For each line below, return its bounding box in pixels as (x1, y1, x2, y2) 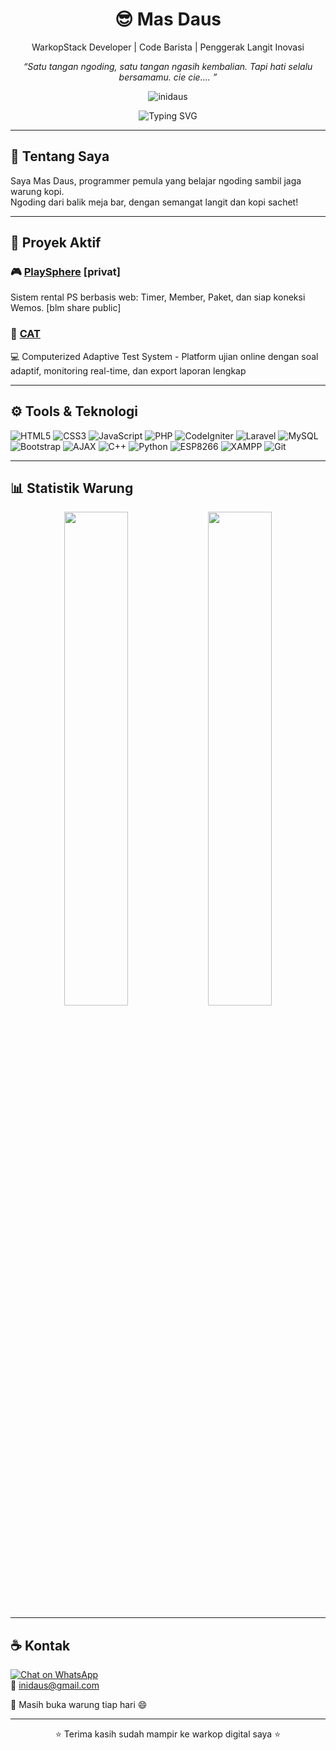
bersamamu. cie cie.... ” (118, 71, 218, 83)
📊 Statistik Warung (10, 479, 134, 497)
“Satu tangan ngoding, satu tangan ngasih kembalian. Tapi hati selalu (23, 60, 313, 72)
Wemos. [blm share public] (10, 302, 122, 314)
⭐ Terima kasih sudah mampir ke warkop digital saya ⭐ (54, 1728, 281, 1740)
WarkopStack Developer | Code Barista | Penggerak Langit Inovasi (31, 41, 305, 53)
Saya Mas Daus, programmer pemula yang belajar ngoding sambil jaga (10, 174, 302, 187)
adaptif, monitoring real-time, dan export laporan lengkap (10, 364, 247, 377)
